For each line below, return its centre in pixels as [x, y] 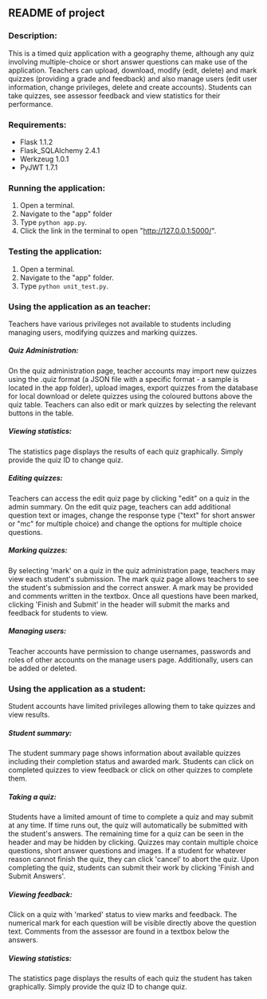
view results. [29, 715]
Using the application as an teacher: [80, 306]
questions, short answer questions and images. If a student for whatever [127, 850]
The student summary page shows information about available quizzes [125, 753]
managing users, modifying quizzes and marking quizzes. [103, 332]
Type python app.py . [53, 222]
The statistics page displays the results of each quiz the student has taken [130, 978]
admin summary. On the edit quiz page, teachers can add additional [120, 506]
